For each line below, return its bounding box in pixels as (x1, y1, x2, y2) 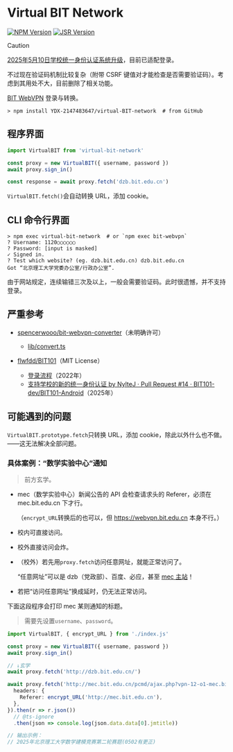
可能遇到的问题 (7, 411, 71, 422)
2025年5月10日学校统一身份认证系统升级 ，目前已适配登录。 (7, 55, 178, 64)
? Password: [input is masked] (7, 245, 98, 253)
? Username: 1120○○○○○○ (7, 239, 76, 246)
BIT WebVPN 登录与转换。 (7, 94, 83, 102)
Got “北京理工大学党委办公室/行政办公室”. (7, 265, 115, 272)
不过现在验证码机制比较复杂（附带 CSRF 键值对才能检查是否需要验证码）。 (7, 70, 218, 78)
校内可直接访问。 (17, 528, 67, 536)
